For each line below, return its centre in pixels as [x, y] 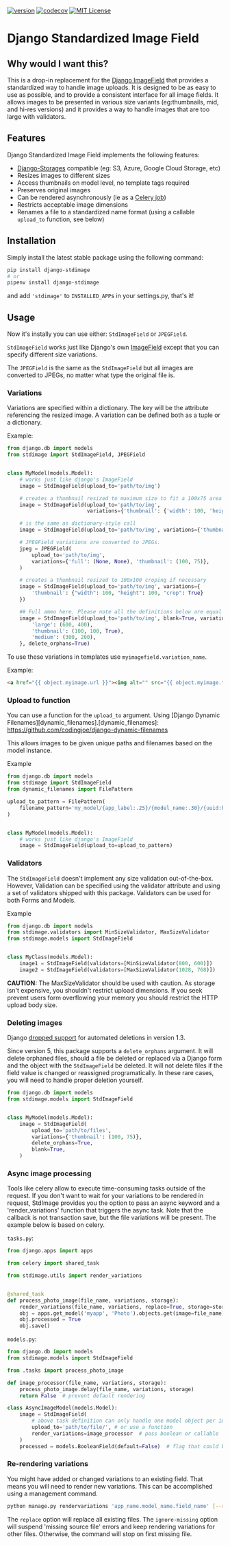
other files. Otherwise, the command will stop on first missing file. [100, 1534]
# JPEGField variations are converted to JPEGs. [90, 543]
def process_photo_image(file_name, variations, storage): [93, 1300]
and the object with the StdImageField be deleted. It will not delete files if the [115, 1065]
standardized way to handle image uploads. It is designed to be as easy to [112, 87]
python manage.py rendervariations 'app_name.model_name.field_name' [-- [115, 1506]
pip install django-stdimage [49, 270]
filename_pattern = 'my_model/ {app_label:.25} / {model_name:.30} [110, 808]
